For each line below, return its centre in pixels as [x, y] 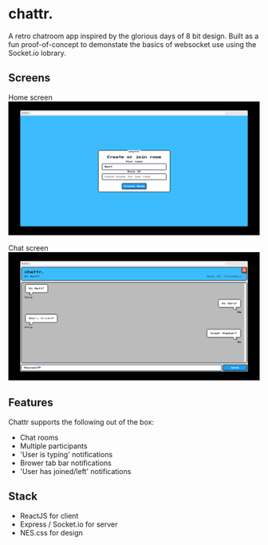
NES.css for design [51, 532]
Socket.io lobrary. [37, 53]
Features [31, 403]
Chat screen [28, 248]
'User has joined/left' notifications [75, 471]
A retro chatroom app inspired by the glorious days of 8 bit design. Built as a [134, 36]
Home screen [31, 97]
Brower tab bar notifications [65, 463]
